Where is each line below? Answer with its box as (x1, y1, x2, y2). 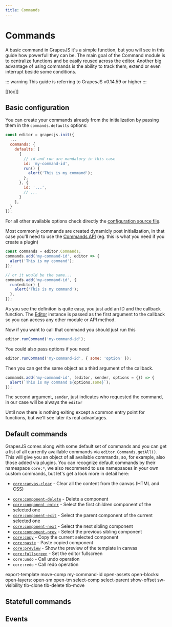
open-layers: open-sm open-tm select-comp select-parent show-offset (5, 577, 156, 583)
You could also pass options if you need (5, 345, 90, 352)
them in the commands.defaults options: (5, 122, 88, 128)
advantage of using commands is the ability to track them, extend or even (5, 63, 161, 69)
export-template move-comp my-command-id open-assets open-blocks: (5, 571, 160, 578)
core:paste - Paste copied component (12, 540, 94, 546)
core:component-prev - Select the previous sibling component (12, 529, 142, 535)
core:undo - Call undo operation (12, 556, 80, 562)
